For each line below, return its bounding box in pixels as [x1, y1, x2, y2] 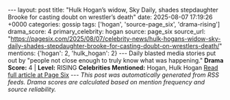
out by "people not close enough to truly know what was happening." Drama [8, 56, 224, 64]
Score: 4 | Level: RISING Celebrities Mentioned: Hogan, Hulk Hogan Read [8, 64, 218, 71]
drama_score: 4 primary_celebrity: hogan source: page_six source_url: [8, 27, 206, 35]
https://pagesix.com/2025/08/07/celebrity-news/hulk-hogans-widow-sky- [10, 35, 221, 43]
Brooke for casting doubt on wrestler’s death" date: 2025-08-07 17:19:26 [8, 13, 213, 21]
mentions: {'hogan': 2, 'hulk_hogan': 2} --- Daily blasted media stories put [8, 49, 216, 57]
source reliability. [8, 85, 57, 93]
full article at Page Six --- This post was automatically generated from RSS [8, 71, 220, 79]
